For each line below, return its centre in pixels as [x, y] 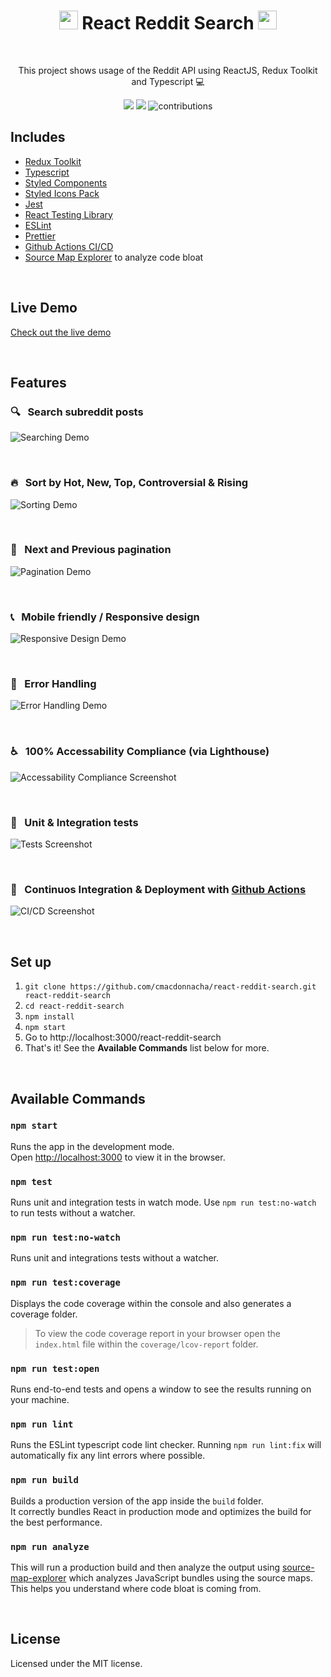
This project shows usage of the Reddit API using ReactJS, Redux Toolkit [168, 70]
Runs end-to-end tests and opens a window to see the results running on [161, 1389]
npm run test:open [55, 1368]
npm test [31, 1181]
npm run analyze [50, 1546]
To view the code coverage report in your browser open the [157, 1333]
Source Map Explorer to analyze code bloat [114, 257]
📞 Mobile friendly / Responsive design [105, 617]
